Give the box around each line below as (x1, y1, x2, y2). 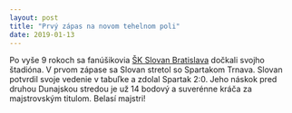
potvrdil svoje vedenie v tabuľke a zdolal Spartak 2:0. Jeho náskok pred (9, 74, 277, 85)
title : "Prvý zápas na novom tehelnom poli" (9, 22, 180, 31)
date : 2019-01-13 (9, 30, 75, 39)
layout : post (9, 13, 59, 23)
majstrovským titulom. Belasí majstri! (9, 93, 147, 104)
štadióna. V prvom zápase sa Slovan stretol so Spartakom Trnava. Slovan (9, 64, 283, 75)
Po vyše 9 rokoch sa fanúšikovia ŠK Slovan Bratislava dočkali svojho (9, 55, 266, 66)
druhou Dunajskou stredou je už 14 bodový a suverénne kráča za (9, 83, 252, 95)
